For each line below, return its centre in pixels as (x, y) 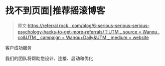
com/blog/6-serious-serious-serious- (111, 25)
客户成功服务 (18, 47)
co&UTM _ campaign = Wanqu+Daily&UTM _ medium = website (83, 37)
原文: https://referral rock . (44, 25)
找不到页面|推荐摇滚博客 (55, 11)
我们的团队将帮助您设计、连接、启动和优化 (49, 58)
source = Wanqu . (141, 31)
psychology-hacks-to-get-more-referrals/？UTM (68, 31)
